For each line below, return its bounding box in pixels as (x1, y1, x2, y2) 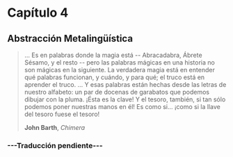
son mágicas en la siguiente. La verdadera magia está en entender (24, 66, 216, 74)
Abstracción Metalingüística (7, 33, 134, 44)
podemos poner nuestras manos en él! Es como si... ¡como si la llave (24, 103, 220, 110)
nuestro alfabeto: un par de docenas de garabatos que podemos (24, 88, 210, 96)
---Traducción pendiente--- (7, 140, 103, 150)
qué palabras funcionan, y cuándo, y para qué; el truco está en (24, 73, 205, 81)
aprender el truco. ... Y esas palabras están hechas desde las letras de (24, 81, 227, 88)
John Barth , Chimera (24, 124, 86, 131)
